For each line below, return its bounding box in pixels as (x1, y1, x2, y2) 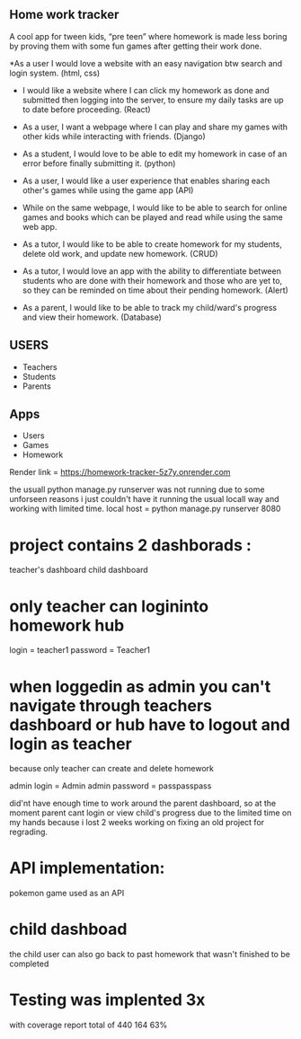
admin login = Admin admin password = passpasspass (9, 780, 212, 791)
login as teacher (9, 734, 132, 753)
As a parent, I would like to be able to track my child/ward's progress (22, 302, 277, 313)
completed (9, 958, 49, 969)
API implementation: (9, 858, 165, 878)
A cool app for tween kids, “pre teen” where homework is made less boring (9, 31, 288, 41)
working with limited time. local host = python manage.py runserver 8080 (9, 503, 281, 515)
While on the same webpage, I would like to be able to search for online (22, 202, 288, 213)
